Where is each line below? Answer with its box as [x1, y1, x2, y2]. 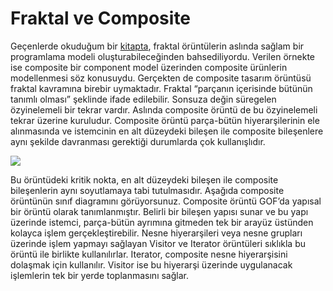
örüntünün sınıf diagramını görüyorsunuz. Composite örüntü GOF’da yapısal [10, 195, 322, 207]
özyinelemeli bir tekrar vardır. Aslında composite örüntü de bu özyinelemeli [10, 103, 318, 116]
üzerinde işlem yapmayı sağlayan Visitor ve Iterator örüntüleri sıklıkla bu [10, 237, 306, 249]
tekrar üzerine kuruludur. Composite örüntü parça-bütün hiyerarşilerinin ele [10, 114, 320, 126]
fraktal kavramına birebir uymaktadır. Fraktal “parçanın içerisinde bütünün [10, 82, 313, 94]
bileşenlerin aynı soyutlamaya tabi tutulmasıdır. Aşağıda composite [10, 184, 285, 196]
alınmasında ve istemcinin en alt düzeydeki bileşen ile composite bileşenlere [10, 125, 324, 137]
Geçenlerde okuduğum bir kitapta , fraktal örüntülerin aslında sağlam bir [10, 40, 305, 52]
